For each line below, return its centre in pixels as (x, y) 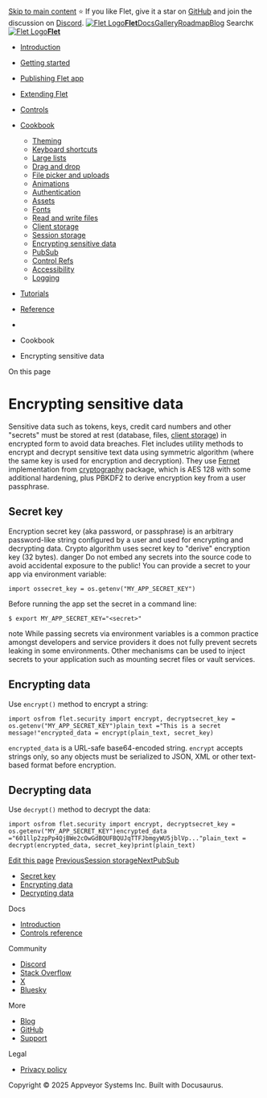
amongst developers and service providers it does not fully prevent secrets (133, 642)
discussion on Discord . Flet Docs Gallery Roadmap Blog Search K (131, 23)
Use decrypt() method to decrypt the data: (80, 809)
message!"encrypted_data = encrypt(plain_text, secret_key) (111, 733)
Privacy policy (43, 1070)
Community (27, 949)
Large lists (49, 158)
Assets (43, 201)
